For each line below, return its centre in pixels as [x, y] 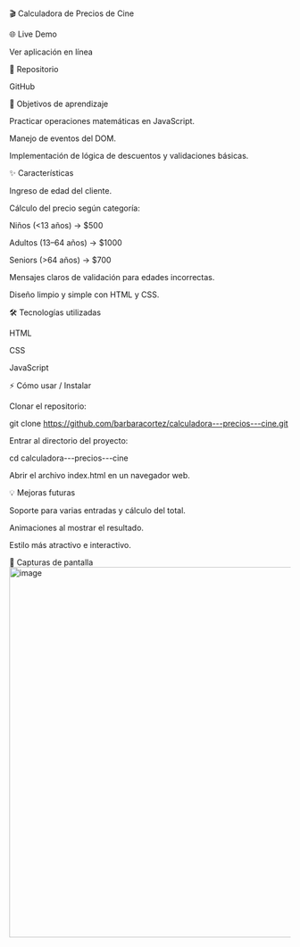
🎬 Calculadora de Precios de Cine [72, 13]
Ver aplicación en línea [51, 52]
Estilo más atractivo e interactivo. [70, 545]
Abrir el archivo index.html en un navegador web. [100, 475]
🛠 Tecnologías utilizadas [55, 312]
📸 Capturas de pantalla [51, 562]
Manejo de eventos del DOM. [62, 138]
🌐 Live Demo [33, 34]
